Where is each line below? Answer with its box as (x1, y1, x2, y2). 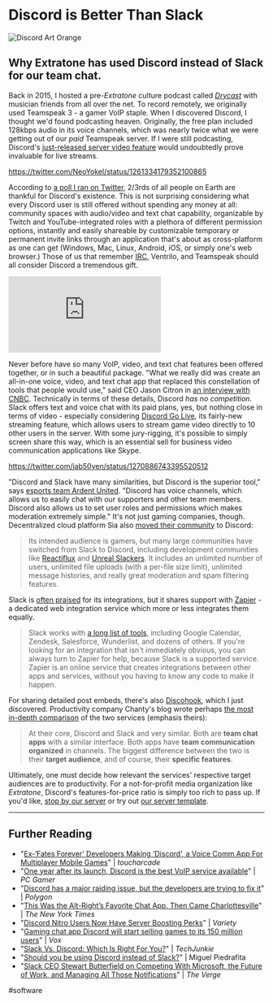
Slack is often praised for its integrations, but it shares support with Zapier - (8, 595, 262, 605)
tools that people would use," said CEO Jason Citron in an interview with (8, 384, 250, 395)
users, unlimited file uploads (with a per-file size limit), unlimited (28, 562, 243, 571)
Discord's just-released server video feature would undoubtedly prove (8, 142, 244, 152)
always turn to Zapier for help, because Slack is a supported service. (28, 653, 259, 663)
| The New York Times (19, 909, 95, 919)
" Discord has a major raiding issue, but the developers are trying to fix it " (19, 883, 265, 893)
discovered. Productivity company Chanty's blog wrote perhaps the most (8, 704, 254, 714)
